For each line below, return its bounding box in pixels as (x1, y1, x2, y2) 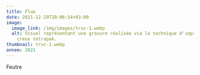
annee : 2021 (6, 47, 36, 53)
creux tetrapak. (17, 36, 58, 42)
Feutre (6, 63, 22, 70)
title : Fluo (6, 8, 36, 15)
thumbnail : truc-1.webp (6, 42, 65, 48)
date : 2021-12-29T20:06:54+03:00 (6, 14, 89, 20)
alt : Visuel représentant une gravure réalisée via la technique (11, 31, 177, 37)
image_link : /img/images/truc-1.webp (11, 25, 105, 31)
